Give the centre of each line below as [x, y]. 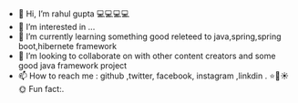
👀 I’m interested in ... [57, 27]
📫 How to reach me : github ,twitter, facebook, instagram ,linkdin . [143, 76]
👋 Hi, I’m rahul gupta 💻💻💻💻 [74, 14]
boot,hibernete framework [67, 46]
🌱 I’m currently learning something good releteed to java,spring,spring [149, 36]
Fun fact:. [46, 89]
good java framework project [72, 66]
